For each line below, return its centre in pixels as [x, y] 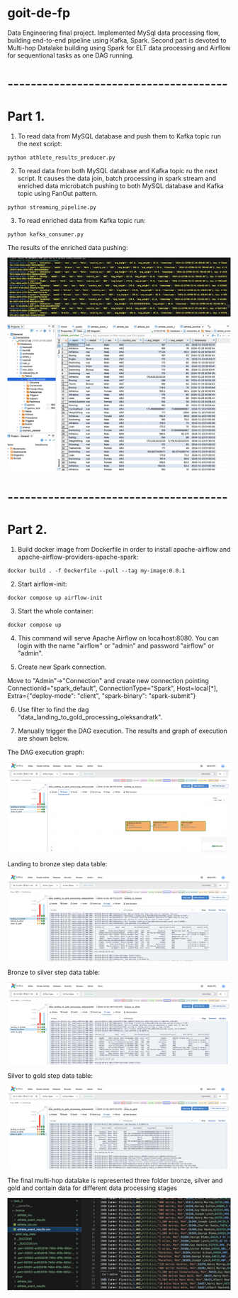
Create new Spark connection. [62, 667]
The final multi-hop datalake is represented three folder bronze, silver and [115, 1181]
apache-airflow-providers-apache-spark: [78, 557]
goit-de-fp [39, 13]
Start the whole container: [56, 611]
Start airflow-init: [42, 584]
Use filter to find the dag [53, 709]
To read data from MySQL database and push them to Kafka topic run [119, 136]
